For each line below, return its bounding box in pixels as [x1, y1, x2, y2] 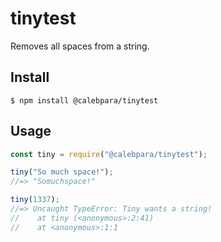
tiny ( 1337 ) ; [10, 195, 60, 205]
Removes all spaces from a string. [10, 40, 150, 52]
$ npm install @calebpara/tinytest [10, 95, 159, 106]
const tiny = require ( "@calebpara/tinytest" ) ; [10, 149, 208, 159]
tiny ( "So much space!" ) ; [10, 167, 114, 177]
